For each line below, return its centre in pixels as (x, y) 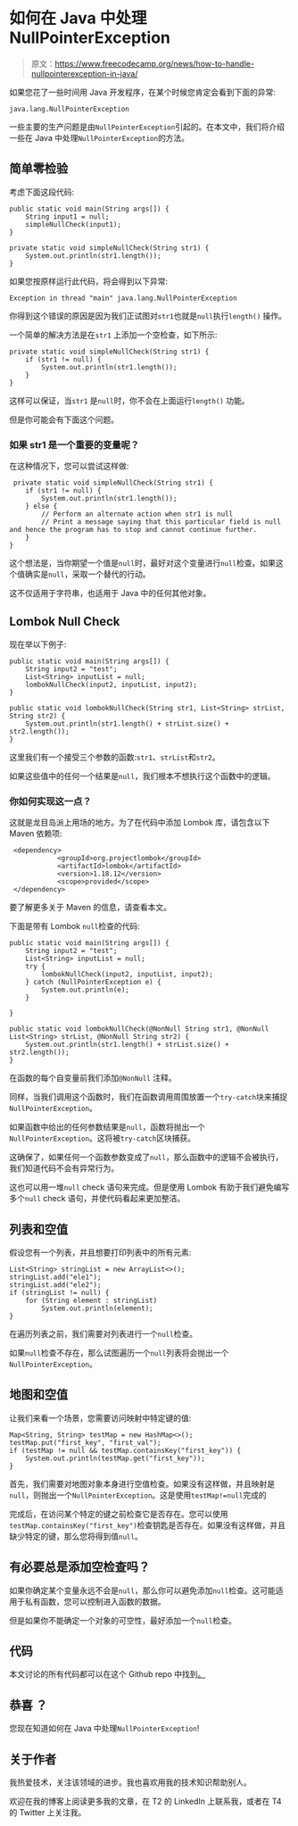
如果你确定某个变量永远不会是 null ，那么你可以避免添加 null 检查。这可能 (143, 1590)
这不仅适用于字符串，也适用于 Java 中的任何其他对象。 (110, 593)
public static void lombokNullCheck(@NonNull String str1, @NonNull (139, 1029)
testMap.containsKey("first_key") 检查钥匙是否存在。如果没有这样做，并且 (148, 1525)
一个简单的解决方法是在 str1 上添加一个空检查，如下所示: (113, 335)
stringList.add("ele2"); (55, 1285)
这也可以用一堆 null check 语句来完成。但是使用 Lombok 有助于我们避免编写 (149, 1187)
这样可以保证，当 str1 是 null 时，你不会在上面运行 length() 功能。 (129, 400)
